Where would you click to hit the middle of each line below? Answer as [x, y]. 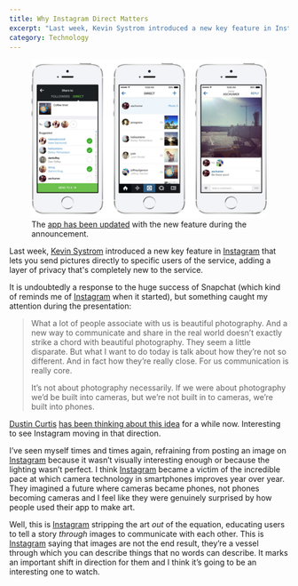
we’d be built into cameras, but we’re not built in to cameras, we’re [152, 397]
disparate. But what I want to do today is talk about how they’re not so [158, 352]
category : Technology [49, 37]
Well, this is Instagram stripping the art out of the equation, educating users [147, 525]
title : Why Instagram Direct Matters [79, 19]
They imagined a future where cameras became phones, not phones [134, 488]
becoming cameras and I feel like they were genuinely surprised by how [141, 498]
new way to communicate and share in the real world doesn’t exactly [156, 333]
